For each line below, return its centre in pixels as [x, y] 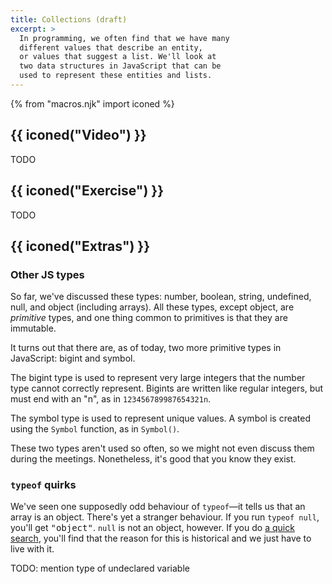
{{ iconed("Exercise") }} [87, 191]
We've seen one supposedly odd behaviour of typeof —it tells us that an [158, 507]
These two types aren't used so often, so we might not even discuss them [162, 448]
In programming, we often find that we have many [124, 38]
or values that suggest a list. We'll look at [118, 57]
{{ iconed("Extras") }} [80, 246]
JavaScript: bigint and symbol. [73, 358]
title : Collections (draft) [69, 19]
